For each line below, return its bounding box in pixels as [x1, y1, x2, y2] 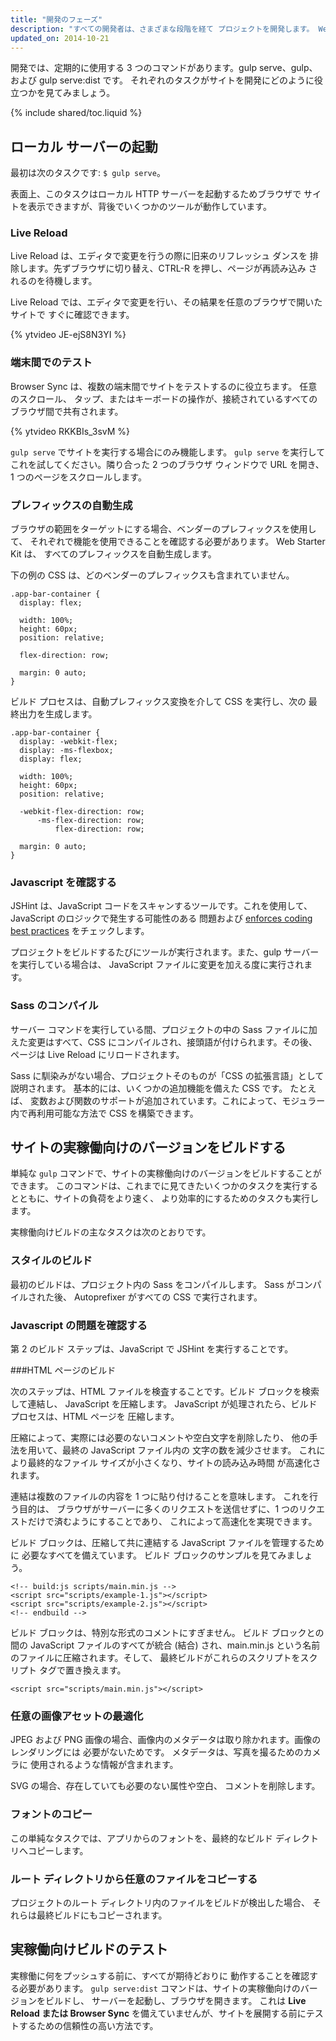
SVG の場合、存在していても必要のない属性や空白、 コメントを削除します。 [10, 1780, 321, 1792]
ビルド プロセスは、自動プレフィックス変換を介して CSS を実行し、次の [10, 696, 307, 708]
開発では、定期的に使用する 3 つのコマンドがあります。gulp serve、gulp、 [10, 62, 318, 74]
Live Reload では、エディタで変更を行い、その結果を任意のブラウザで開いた [10, 296, 323, 308]
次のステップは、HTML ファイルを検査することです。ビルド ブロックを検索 [10, 1386, 320, 1398]
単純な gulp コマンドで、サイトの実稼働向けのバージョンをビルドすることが [10, 1167, 322, 1180]
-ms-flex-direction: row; [36, 816, 145, 826]
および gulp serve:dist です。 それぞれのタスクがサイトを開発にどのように [10, 74, 315, 86]
